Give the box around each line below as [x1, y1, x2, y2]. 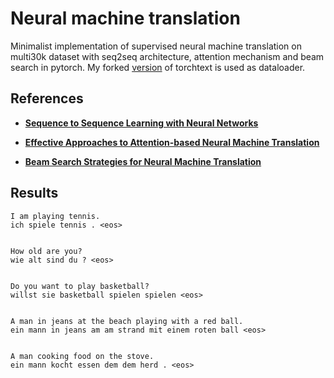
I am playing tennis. [10, 211, 101, 221]
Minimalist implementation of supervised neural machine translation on [10, 40, 302, 52]
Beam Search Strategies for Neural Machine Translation [24, 155, 262, 167]
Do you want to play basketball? [10, 281, 150, 291]
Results [10, 185, 59, 202]
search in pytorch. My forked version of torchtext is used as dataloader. [10, 61, 306, 73]
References [10, 90, 84, 107]
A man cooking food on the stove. [10, 351, 155, 361]
